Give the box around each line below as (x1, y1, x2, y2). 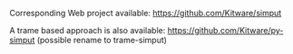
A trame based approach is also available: (9, 25, 166, 35)
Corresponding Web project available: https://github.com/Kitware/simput (9, 8, 282, 18)
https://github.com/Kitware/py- (167, 25, 284, 35)
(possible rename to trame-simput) (36, 35, 168, 45)
